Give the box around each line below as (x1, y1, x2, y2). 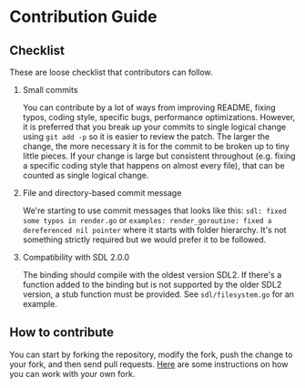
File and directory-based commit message (22, 188, 182, 198)
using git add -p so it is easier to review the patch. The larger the (22, 131, 270, 142)
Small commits (22, 85, 78, 95)
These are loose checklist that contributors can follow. (9, 66, 213, 77)
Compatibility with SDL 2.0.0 (22, 252, 130, 262)
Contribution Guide (9, 6, 158, 27)
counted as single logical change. (22, 170, 149, 180)
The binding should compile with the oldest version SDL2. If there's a (22, 270, 282, 280)
